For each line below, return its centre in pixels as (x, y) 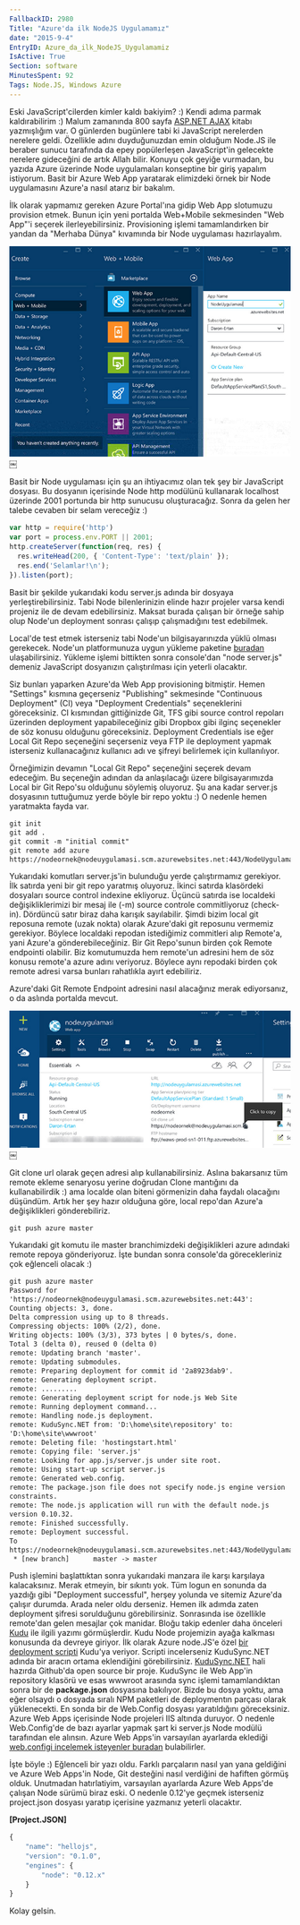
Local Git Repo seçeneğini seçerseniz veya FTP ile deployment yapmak (141, 741)
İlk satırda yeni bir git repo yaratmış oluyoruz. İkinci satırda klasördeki (136, 885)
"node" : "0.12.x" (73, 1875)
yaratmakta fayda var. (49, 806)
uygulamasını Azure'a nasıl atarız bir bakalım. (92, 187)
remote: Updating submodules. (66, 1362)
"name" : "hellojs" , (62, 1847)
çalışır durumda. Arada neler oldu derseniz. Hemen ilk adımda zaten (134, 1604)
